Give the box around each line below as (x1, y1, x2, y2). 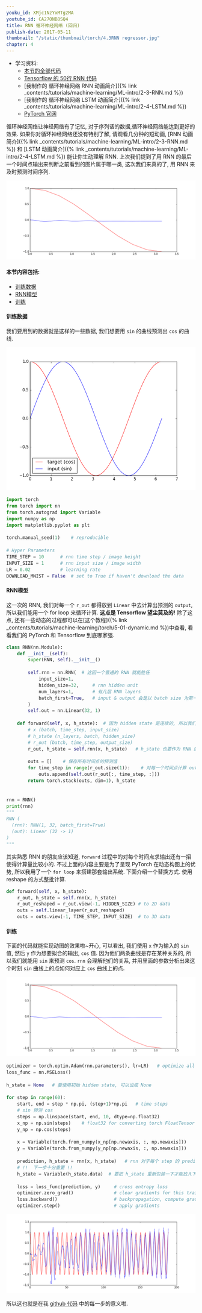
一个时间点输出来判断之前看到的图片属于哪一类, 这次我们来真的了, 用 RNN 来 (6, 160, 195, 168)
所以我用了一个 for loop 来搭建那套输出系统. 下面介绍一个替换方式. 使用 (14, 868, 193, 875)
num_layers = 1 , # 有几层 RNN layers (38, 688, 141, 694)
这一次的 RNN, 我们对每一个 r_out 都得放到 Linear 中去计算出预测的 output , (6, 601, 193, 608)
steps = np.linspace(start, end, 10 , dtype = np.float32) (17, 1113, 161, 1119)
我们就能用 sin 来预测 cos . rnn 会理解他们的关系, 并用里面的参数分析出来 (11, 957, 191, 965)
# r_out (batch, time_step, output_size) (28, 739, 133, 746)
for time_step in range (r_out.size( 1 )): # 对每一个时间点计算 (28, 765, 187, 771)
